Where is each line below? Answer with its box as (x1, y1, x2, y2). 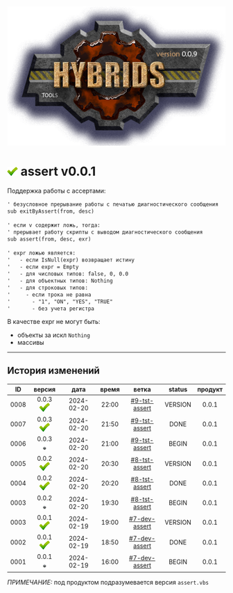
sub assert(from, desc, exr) (7, 236, 92, 243)
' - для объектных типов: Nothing (7, 277, 113, 284)
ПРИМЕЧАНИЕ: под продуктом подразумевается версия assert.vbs (7, 578, 209, 586)
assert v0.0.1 (20, 163, 96, 179)
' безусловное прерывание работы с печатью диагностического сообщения (7, 201, 218, 208)
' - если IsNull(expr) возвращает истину (7, 257, 135, 263)
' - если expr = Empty (7, 263, 79, 270)
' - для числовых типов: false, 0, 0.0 (7, 270, 129, 277)
